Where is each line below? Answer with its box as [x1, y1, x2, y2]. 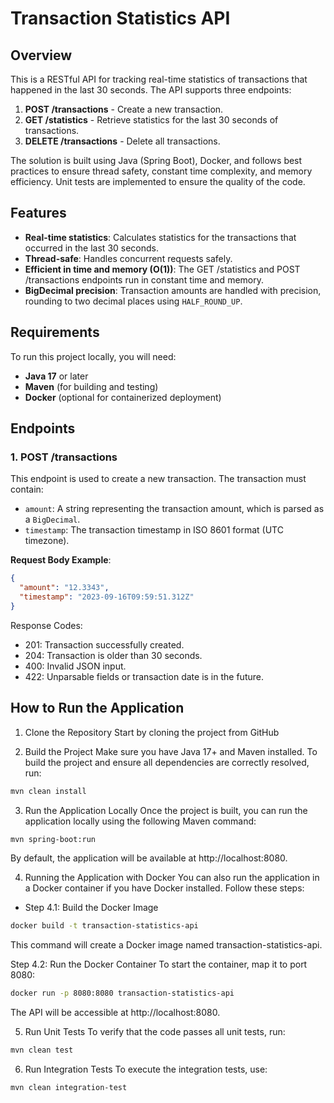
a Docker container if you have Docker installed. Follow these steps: [24, 882, 305, 894]
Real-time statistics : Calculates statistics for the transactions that [24, 231, 297, 243]
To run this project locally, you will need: [10, 350, 177, 362]
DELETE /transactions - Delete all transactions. [24, 135, 221, 147]
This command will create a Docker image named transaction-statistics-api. [10, 939, 323, 951]
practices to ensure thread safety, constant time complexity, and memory [10, 165, 313, 177]
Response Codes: [10, 619, 83, 631]
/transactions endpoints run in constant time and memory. [24, 273, 264, 286]
